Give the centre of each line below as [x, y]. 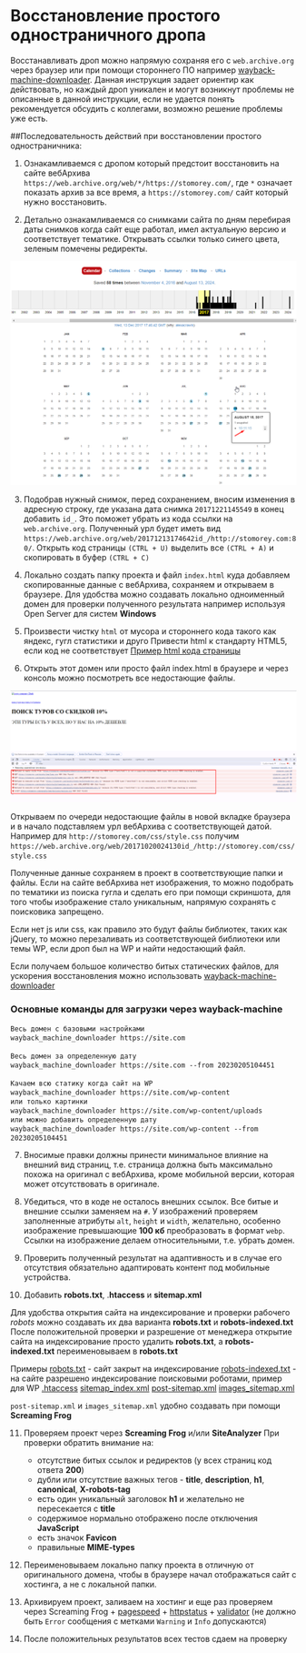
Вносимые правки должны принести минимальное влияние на [146, 1154]
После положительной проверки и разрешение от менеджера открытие [152, 1331]
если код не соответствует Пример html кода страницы [132, 650]
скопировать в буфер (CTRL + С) [86, 558]
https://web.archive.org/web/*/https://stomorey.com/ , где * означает [158, 182]
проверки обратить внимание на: [89, 1442]
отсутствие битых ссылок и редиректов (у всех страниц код [154, 1460]
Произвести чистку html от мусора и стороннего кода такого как [150, 631]
